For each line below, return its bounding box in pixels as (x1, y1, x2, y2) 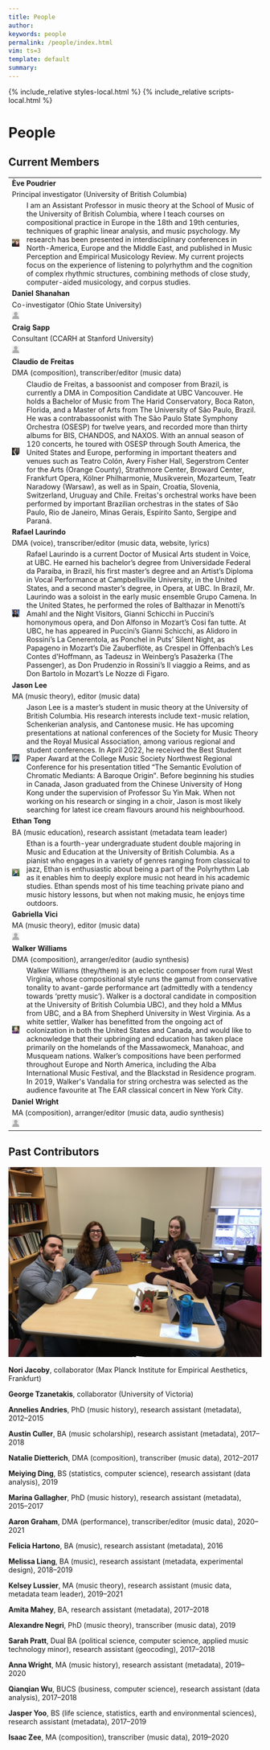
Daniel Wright (11, 1096, 59, 1106)
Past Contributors (8, 1145, 100, 1159)
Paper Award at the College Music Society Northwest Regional (27, 754, 233, 764)
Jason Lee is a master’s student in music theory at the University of (27, 703, 248, 712)
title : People (8, 13, 56, 21)
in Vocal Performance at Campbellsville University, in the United (27, 575, 238, 584)
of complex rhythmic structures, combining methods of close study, (27, 269, 251, 279)
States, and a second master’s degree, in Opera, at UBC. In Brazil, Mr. (27, 584, 256, 593)
